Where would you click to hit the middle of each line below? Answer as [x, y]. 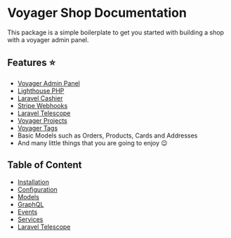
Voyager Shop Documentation [97, 13]
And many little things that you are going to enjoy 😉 [92, 143]
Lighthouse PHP [41, 91]
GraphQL [31, 204]
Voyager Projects [42, 120]
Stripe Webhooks [42, 105]
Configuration [37, 189]
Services [30, 219]
